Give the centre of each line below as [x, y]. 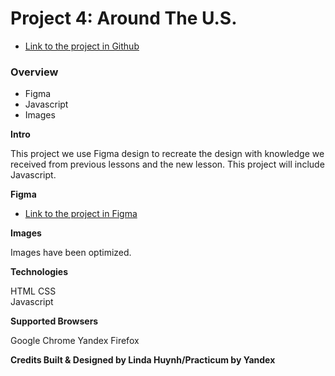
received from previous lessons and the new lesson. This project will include [167, 164]
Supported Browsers [54, 321]
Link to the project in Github [82, 46]
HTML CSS [33, 291]
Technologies [39, 272]
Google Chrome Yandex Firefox [75, 341]
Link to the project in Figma [81, 214]
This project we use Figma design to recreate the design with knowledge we [167, 154]
